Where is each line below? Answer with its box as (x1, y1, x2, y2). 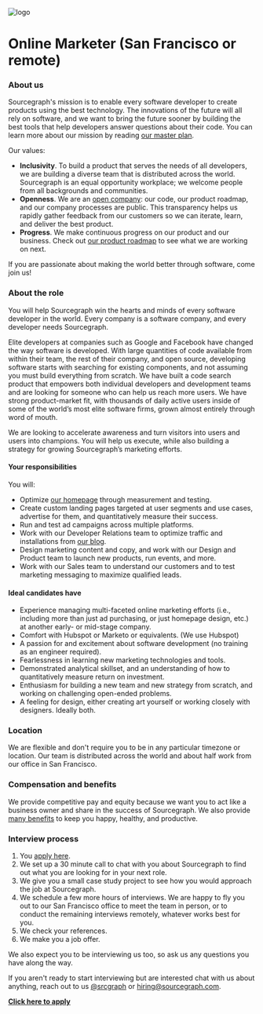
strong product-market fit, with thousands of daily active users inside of (8, 396, 241, 405)
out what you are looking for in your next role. (19, 868, 167, 877)
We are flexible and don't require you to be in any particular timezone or (8, 742, 241, 753)
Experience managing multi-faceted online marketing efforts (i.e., (19, 605, 232, 615)
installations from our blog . (19, 536, 107, 545)
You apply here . (19, 852, 71, 861)
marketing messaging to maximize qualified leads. (19, 570, 182, 579)
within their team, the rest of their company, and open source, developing (8, 354, 246, 363)
